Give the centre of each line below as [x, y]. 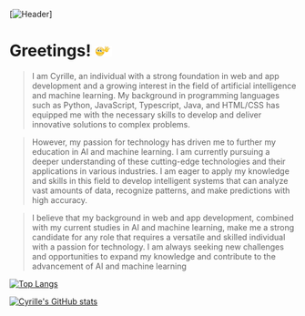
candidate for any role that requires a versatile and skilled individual [158, 237]
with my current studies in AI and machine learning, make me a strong [163, 227]
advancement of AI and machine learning [109, 266]
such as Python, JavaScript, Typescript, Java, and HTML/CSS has [156, 105]
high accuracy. [60, 199]
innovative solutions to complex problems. [111, 124]
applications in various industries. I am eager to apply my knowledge [160, 171]
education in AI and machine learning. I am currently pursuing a [151, 151]
